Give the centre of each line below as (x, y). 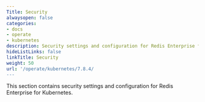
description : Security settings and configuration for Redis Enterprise (101, 46)
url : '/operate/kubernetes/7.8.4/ (50, 69)
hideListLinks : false (34, 52)
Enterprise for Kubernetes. (40, 93)
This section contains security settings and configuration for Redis (90, 86)
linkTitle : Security (33, 57)
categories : (21, 23)
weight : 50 (20, 63)
